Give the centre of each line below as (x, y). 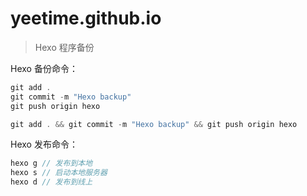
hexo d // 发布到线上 (51, 182)
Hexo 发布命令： (44, 144)
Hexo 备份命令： (44, 68)
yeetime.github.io (86, 18)
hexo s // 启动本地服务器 (59, 173)
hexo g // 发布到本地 (51, 163)
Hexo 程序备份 (64, 47)
